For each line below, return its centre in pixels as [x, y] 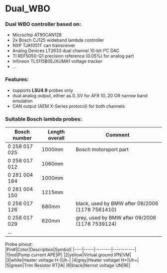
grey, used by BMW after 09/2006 [116, 218]
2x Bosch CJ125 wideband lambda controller [58, 40]
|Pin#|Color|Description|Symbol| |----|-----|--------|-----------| [71, 250]
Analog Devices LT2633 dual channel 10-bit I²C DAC [66, 51]
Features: [17, 79]
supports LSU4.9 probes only [43, 90]
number [22, 138]
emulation [23, 101]
